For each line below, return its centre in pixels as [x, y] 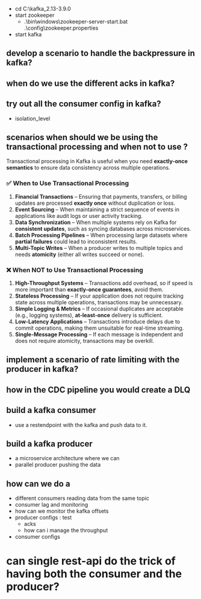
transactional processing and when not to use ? [97, 146]
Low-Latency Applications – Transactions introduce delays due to [97, 322]
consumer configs [37, 537]
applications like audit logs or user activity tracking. [79, 216]
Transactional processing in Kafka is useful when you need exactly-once [97, 161]
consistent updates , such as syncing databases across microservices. [103, 228]
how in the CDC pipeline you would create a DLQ [98, 390]
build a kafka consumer [51, 410]
